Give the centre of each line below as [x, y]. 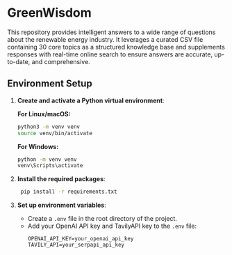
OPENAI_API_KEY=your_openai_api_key [81, 239]
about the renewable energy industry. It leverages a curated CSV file [105, 39]
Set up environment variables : [61, 205]
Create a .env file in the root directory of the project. [102, 219]
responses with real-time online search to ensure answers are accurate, [110, 54]
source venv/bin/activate [55, 133]
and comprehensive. [61, 61]
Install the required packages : [61, 179]
